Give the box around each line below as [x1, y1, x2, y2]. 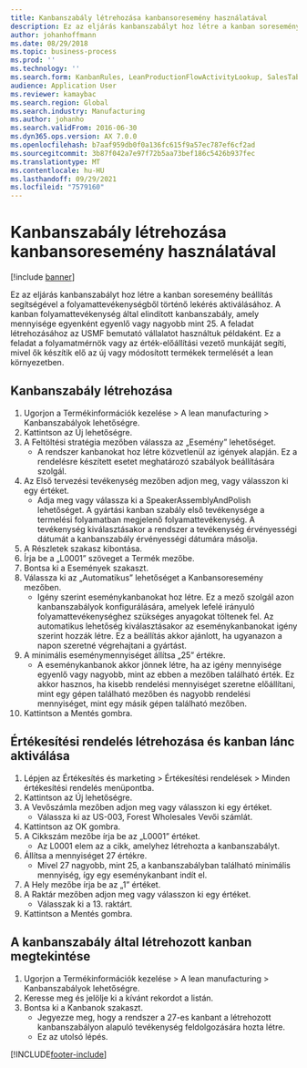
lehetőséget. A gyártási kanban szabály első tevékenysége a [36, 504, 265, 515]
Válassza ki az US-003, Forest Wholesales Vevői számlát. [36, 811, 253, 822]
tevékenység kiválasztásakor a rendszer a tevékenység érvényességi [36, 523, 297, 534]
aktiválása [10, 748, 71, 764]
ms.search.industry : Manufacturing [10, 107, 146, 116]
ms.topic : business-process [10, 47, 118, 56]
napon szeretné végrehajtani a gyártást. [36, 640, 188, 651]
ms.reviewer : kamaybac [10, 89, 97, 98]
